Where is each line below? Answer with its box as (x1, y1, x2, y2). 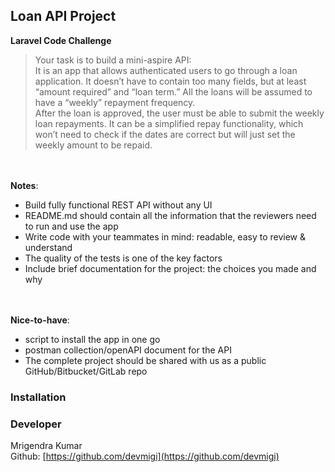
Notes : (10, 179, 39, 191)
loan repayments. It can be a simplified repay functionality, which (34, 117, 304, 129)
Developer (10, 417, 62, 431)
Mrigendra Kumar (10, 440, 83, 452)
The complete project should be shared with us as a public (24, 354, 267, 366)
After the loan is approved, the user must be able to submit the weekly (34, 107, 325, 119)
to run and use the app (24, 220, 119, 232)
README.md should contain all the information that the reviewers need (24, 209, 317, 221)
